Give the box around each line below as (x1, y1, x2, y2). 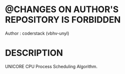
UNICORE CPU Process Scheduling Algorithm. (5, 63, 98, 69)
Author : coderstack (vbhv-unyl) (5, 30, 70, 36)
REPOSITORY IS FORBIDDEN (5, 14, 121, 25)
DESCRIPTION (5, 48, 63, 58)
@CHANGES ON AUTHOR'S (5, 4, 119, 15)
